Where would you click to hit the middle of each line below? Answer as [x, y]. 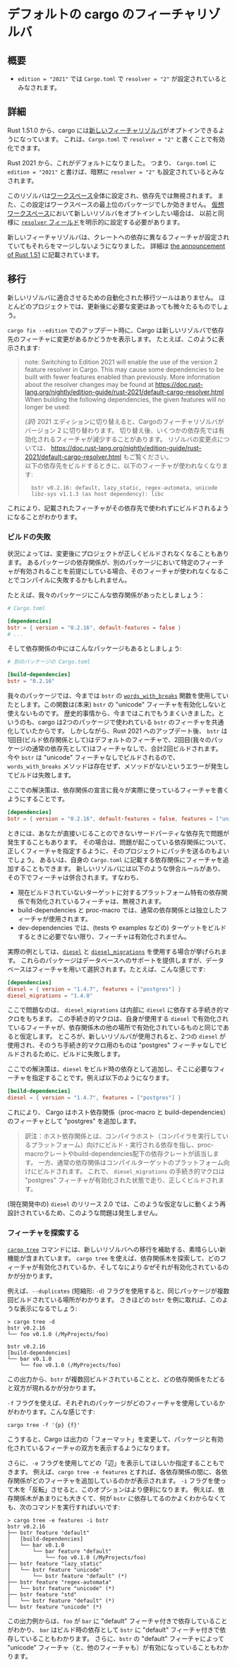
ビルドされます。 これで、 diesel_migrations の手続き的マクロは [131, 1171]
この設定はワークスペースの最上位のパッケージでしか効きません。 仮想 [122, 204]
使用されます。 [70, 919]
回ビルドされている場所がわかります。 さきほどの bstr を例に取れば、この [115, 1300]
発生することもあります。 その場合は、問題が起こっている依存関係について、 [119, 842]
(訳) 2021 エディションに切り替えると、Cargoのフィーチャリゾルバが [124, 422]
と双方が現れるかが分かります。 [54, 1388]
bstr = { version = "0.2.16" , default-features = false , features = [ [113, 819]
